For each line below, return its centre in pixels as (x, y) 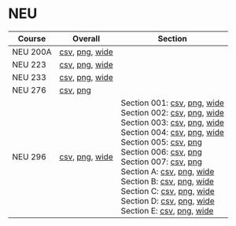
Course (32, 38)
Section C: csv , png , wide (168, 191)
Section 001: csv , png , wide (172, 103)
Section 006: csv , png (162, 151)
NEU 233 (29, 77)
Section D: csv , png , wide (168, 201)
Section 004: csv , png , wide (172, 132)
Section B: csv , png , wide (168, 181)
